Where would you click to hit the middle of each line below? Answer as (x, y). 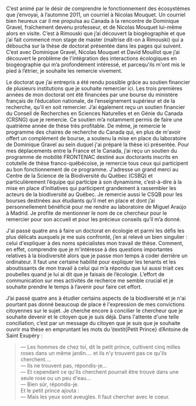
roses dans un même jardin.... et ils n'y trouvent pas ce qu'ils (94, 353)
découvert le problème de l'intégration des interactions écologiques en (92, 58)
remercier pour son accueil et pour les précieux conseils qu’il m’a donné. (94, 219)
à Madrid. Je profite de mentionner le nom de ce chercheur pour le (87, 213)
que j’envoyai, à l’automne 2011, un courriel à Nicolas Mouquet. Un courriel (96, 15)
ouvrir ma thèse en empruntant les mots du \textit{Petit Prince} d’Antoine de (97, 329)
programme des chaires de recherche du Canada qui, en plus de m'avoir (94, 132)
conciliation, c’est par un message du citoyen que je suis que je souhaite (93, 323)
